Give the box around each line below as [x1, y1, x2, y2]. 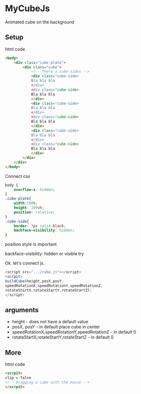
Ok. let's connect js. [5, 260, 45, 266]
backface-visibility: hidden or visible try [5, 251, 84, 256]
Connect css [5, 173, 31, 179]
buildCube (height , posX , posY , [5, 278, 64, 283]
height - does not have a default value [12, 319, 88, 325]
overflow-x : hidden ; [14, 187, 55, 192]
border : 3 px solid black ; [14, 223, 66, 228]
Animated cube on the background [5, 19, 75, 25]
